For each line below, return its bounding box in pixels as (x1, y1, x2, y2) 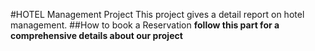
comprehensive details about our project (10, 30, 183, 41)
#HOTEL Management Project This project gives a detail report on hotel (10, 9, 305, 20)
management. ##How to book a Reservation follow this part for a (10, 19, 280, 31)
